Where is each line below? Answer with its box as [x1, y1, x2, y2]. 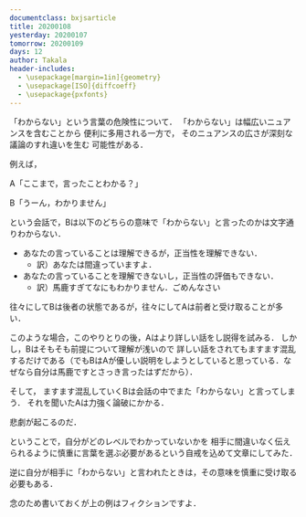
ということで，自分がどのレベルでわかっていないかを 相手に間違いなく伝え [9, 436, 291, 447]
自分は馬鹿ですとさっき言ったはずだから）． [33, 366, 198, 377]
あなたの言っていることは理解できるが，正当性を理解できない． [22, 248, 262, 258]
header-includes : [9, 65, 76, 74]
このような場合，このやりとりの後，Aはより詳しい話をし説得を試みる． [9, 332, 280, 343]
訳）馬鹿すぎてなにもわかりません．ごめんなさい [36, 281, 221, 292]
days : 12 [9, 47, 43, 57]
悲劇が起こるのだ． [9, 417, 82, 427]
